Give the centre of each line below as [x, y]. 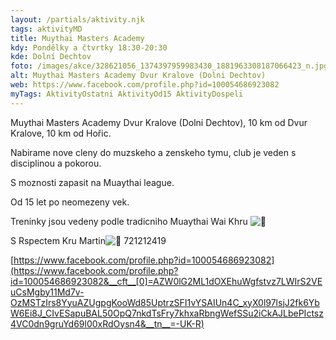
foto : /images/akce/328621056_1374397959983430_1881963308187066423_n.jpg [169, 66]
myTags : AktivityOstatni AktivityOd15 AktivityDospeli [127, 94]
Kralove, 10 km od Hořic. [61, 133]
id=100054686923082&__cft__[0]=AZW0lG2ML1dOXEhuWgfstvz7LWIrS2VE [166, 281]
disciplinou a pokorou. [56, 163]
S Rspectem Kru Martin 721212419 [88, 240]
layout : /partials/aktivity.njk [77, 19]
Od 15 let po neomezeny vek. [70, 202]
